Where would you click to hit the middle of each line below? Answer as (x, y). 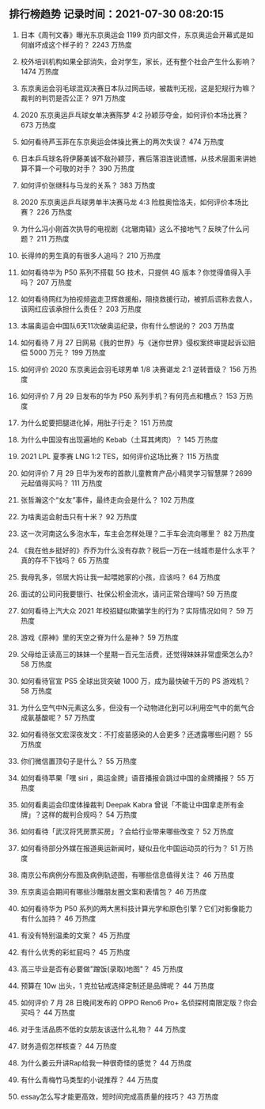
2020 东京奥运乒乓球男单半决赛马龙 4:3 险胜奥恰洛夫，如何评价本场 (131, 202)
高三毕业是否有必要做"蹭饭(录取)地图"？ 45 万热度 (102, 969)
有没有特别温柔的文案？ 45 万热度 (76, 935)
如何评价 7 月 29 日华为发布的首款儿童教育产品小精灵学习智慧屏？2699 (136, 473)
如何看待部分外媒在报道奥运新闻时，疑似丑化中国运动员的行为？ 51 (129, 848)
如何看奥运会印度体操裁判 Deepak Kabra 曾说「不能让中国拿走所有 (129, 804)
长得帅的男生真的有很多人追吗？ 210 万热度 (91, 255)
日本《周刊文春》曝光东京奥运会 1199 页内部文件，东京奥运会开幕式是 (134, 35)
